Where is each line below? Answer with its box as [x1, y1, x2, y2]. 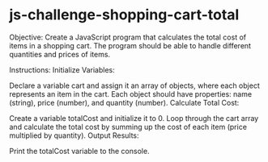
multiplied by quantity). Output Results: [9, 131, 140, 140]
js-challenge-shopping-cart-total [9, 6, 240, 24]
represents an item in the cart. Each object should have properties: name [9, 89, 253, 98]
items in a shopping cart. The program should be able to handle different [9, 40, 252, 50]
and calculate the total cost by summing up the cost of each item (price [9, 122, 248, 131]
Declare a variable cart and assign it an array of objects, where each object [9, 81, 260, 90]
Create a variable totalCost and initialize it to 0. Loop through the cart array [9, 113, 259, 123]
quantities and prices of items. [9, 49, 111, 59]
